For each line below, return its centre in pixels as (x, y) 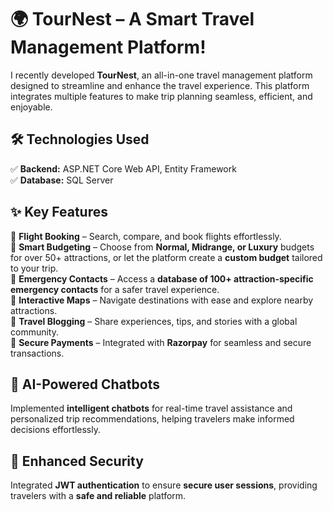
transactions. (37, 353)
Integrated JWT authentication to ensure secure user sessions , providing (164, 485)
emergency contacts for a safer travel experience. (115, 289)
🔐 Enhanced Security (77, 461)
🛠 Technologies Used (80, 139)
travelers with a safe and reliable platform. (98, 496)
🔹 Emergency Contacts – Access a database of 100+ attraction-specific (162, 278)
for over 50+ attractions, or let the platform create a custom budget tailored (166, 257)
